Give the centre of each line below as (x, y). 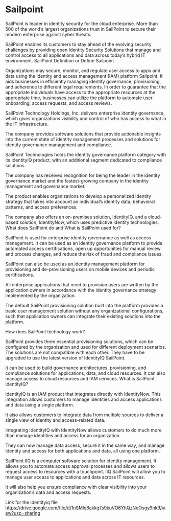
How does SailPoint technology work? (45, 331)
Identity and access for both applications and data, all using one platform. (83, 450)
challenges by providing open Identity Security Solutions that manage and (83, 50)
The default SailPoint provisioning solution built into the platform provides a (84, 305)
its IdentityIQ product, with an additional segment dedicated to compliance (84, 160)
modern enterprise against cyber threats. (48, 34)
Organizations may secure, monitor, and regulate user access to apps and (83, 71)
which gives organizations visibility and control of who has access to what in (86, 118)
